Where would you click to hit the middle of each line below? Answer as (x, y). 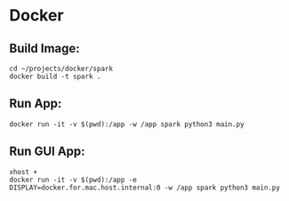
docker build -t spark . (55, 76)
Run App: (36, 104)
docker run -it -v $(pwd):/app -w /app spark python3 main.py (127, 124)
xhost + (24, 172)
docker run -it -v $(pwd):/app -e (73, 180)
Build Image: (44, 48)
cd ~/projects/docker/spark (61, 68)
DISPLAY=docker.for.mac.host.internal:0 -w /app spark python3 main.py (144, 188)
